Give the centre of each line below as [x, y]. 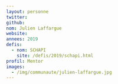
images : [16, 67]
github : [16, 22]
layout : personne [27, 12]
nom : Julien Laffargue [34, 28]
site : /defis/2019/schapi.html [55, 56]
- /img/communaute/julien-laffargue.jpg [62, 72]
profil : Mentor [25, 61]
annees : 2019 [22, 39]
